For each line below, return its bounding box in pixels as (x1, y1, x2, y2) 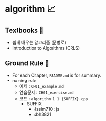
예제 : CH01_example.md (19, 83, 64, 89)
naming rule (12, 77, 36, 83)
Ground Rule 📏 (5, 59, 50, 68)
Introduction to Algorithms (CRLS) (12, 45, 80, 51)
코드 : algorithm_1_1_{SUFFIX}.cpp (19, 95, 88, 101)
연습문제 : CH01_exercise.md (19, 89, 74, 95)
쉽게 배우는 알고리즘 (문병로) (12, 40, 67, 45)
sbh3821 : (34, 111, 53, 117)
